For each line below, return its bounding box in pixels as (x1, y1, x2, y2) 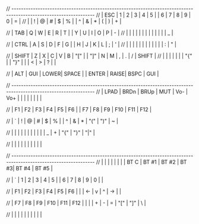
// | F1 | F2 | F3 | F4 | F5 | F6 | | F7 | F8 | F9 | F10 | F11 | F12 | (6, 106, 152, 113)
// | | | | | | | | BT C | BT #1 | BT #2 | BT (96, 158, 187, 166)
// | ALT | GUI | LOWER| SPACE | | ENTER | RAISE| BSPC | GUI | (6, 70, 159, 77)
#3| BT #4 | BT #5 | (6, 165, 53, 172)
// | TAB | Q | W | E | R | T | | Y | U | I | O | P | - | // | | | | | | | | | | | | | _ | (6, 29, 173, 36)
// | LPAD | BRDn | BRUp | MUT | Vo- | (96, 88, 188, 95)
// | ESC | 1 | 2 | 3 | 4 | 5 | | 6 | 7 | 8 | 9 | (96, 11, 191, 18)
